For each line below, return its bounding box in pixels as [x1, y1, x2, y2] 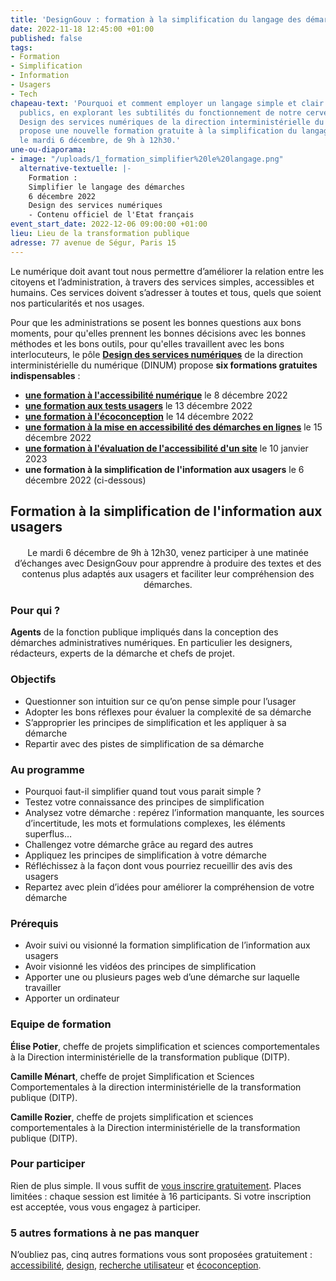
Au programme [10, 762, 85, 776]
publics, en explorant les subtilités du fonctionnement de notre [19, 107, 302, 118]
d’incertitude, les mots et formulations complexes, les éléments [24, 817, 286, 829]
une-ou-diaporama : [10, 145, 87, 155]
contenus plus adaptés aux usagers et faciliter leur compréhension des [21, 568, 315, 580]
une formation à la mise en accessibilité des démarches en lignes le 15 [24, 421, 323, 433]
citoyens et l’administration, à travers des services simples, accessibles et [10, 276, 315, 288]
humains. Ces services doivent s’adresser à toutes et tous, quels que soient [10, 286, 322, 298]
